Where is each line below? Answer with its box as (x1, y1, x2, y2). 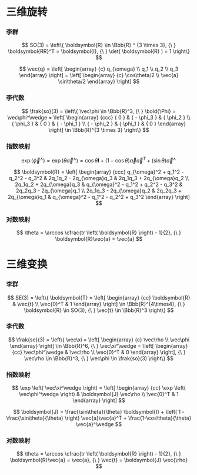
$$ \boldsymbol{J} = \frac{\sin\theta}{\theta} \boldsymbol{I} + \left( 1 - (13, 408, 185, 416)
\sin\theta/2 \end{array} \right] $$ (58, 78, 140, 85)
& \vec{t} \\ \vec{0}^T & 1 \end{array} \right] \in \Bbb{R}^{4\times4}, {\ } (12, 300, 185, 307)
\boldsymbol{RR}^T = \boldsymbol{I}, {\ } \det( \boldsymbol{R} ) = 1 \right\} (8, 48, 190, 55)
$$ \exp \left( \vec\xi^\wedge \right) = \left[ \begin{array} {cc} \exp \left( (11, 384, 186, 391)
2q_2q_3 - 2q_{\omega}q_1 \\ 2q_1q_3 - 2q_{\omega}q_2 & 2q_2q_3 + (15, 187, 182, 194)
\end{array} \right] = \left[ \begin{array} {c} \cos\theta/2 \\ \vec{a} (19, 72, 179, 79)
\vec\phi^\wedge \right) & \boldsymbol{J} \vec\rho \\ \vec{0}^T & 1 (19, 391, 179, 398)
